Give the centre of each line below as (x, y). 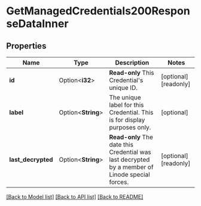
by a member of (131, 167)
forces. (119, 182)
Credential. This (131, 112)
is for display (127, 120)
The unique (125, 97)
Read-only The (131, 137)
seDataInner (37, 24)
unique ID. (123, 88)
